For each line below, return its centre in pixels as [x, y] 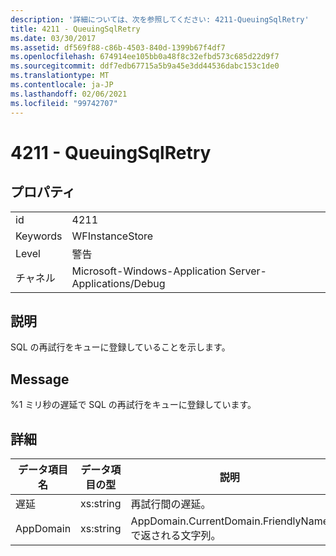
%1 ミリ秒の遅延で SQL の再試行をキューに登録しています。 [133, 405]
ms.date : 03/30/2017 [53, 38]
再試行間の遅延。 [171, 504]
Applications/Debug [118, 283]
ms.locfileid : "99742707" [64, 103]
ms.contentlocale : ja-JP [62, 85]
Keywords [39, 236]
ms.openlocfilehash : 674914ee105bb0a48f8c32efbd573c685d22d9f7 [145, 57]
